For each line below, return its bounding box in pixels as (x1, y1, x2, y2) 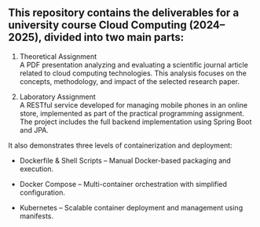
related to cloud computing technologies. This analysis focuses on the (19, 68, 247, 78)
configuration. (19, 188, 65, 197)
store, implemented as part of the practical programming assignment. (19, 108, 245, 118)
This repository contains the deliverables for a (8, 6, 240, 20)
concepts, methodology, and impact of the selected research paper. (19, 76, 240, 86)
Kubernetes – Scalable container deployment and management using (19, 203, 244, 212)
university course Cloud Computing (8, 19, 187, 32)
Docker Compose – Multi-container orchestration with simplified (19, 179, 228, 189)
